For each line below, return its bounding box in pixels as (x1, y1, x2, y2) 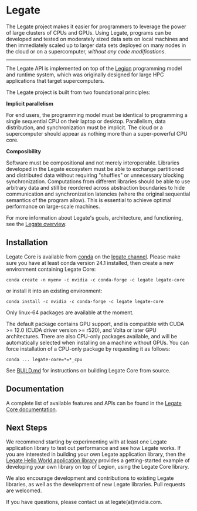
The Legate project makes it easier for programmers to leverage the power (6, 23, 186, 30)
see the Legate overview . (6, 220, 67, 227)
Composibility (6, 147, 41, 154)
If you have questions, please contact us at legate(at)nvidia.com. (6, 499, 162, 506)
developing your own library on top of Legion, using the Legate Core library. (6, 463, 189, 470)
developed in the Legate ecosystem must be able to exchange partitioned (6, 165, 184, 172)
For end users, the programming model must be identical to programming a (6, 111, 188, 118)
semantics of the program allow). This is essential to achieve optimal (6, 196, 172, 203)
